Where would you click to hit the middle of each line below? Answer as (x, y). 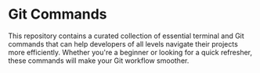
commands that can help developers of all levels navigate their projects (123, 43)
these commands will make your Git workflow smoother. (99, 61)
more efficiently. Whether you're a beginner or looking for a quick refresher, (130, 52)
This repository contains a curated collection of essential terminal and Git (126, 36)
